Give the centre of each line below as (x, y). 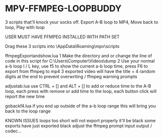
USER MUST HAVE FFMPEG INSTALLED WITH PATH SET (62, 37)
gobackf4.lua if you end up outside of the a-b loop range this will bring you (81, 106)
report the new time (25, 96)
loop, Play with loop (25, 27)
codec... (13, 131)
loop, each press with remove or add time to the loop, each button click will (81, 91)
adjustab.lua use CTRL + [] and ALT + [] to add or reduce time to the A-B (78, 86)
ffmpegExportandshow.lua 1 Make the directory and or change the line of (79, 56)
